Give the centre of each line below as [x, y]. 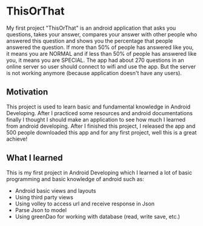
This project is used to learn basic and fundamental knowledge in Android [98, 107]
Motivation [27, 92]
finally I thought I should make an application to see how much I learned [96, 119]
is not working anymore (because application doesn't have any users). [94, 73]
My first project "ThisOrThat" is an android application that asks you [91, 28]
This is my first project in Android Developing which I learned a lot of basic [99, 172]
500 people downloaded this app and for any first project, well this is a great [101, 132]
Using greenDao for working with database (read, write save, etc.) [98, 216]
